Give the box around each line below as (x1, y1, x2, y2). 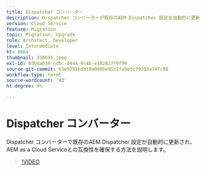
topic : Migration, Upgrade (6, 32, 75, 38)
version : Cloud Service (6, 20, 67, 26)
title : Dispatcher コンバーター (6, 9, 84, 15)
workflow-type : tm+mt (6, 72, 62, 78)
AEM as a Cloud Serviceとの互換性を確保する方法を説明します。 (6, 145, 169, 153)
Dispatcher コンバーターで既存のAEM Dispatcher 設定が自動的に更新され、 (6, 138, 196, 145)
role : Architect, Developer (6, 37, 78, 44)
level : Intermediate (6, 44, 59, 50)
